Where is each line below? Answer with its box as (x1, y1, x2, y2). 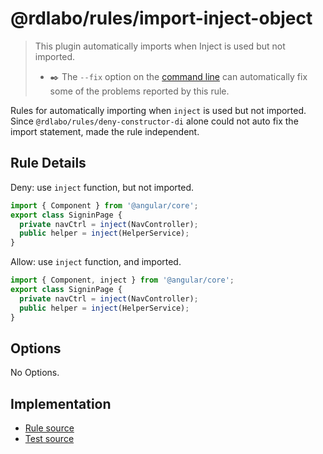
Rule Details (10, 155, 87, 172)
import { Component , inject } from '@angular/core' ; (10, 275, 235, 286)
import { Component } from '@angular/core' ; (10, 200, 199, 211)
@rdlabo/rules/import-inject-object (10, 7, 313, 30)
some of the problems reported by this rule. (49, 85, 230, 97)
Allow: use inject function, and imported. (10, 256, 182, 268)
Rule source (24, 422, 75, 434)
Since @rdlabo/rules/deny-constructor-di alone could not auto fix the (10, 115, 299, 127)
